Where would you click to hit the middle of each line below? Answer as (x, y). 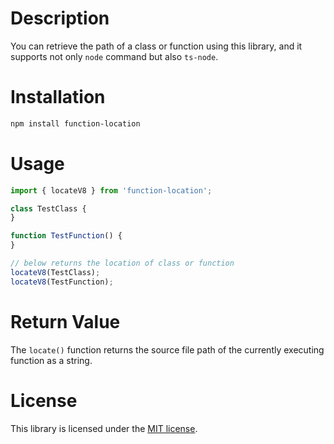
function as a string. (51, 360)
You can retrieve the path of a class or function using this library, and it (156, 46)
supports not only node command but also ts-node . (114, 56)
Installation (58, 97)
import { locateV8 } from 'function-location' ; (111, 190)
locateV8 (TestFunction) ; (62, 282)
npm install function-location (75, 123)
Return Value (65, 321)
